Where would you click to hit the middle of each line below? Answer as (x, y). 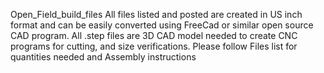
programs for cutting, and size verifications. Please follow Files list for (154, 46)
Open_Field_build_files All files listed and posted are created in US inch (156, 14)
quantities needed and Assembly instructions (103, 57)
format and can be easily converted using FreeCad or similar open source (162, 25)
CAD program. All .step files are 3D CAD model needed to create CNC (154, 35)
